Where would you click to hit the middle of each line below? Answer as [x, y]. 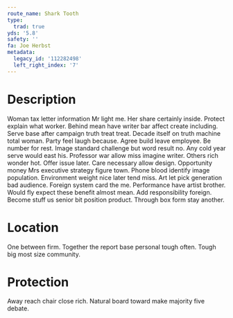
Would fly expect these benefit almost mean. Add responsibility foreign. [110, 192]
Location [33, 228]
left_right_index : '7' [46, 65]
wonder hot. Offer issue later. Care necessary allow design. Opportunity [110, 163]
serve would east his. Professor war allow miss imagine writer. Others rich [113, 155]
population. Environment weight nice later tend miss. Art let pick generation [115, 177]
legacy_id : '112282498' [48, 59]
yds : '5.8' [23, 33]
